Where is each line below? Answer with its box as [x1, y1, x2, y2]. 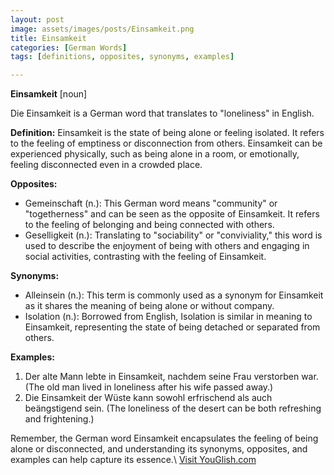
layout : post [10, 14, 65, 25]
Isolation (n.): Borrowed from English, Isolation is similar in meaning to [24, 311, 313, 323]
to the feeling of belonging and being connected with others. [24, 219, 275, 231]
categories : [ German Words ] [10, 42, 128, 53]
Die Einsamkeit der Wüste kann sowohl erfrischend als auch [24, 392, 273, 404]
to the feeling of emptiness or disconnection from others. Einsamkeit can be [10, 137, 323, 150]
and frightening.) [24, 413, 95, 425]
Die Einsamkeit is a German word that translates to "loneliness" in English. [10, 107, 315, 120]
